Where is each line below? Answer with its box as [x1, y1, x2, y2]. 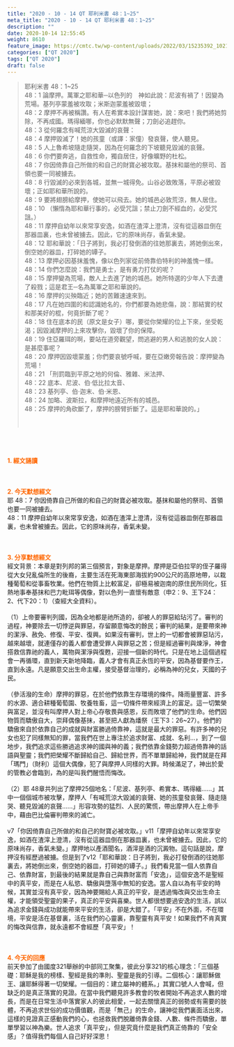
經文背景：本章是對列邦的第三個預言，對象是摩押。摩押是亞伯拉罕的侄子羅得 [7, 562, 227, 570]
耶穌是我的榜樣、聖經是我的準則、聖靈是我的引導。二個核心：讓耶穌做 [19, 970, 221, 979]
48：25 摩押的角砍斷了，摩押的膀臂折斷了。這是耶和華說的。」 [24, 404, 203, 413]
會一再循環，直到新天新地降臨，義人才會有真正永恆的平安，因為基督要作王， [7, 656, 227, 664]
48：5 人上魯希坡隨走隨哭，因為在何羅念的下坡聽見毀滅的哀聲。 [24, 143, 209, 151]
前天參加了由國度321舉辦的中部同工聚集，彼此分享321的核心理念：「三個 [7, 962, 214, 970]
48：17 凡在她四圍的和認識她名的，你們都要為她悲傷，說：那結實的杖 [24, 300, 224, 308]
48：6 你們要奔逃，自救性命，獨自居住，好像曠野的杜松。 [24, 151, 191, 160]
